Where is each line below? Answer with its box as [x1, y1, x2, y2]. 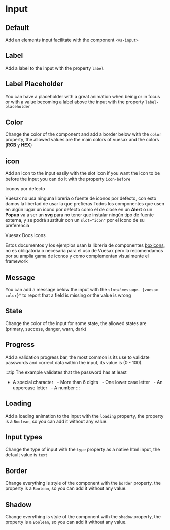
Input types [5, 433, 43, 441]
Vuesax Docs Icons [5, 232, 46, 239]
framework [5, 258, 28, 264]
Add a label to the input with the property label [5, 65, 104, 71]
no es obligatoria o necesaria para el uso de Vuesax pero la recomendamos [5, 248, 163, 254]
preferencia [5, 222, 29, 229]
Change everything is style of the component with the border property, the [5, 480, 161, 486]
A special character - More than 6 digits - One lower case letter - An [12, 379, 163, 385]
